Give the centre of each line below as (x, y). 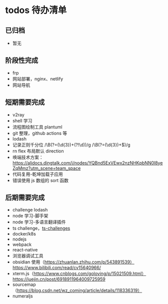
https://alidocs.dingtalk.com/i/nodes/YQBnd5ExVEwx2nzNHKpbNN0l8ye (87, 162)
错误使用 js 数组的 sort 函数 (40, 180)
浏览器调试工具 (28, 256)
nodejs (19, 239)
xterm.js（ (23, 273)
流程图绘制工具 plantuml (37, 127)
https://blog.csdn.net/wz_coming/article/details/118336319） (79, 290)
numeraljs (23, 296)
